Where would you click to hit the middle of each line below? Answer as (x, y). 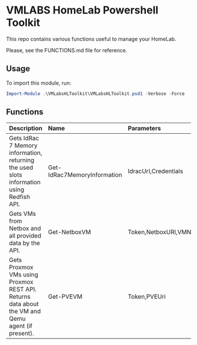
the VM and (25, 312)
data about (24, 304)
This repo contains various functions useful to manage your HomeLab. (91, 39)
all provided (25, 236)
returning (22, 160)
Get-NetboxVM (69, 232)
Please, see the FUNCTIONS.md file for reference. (67, 50)
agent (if (21, 326)
